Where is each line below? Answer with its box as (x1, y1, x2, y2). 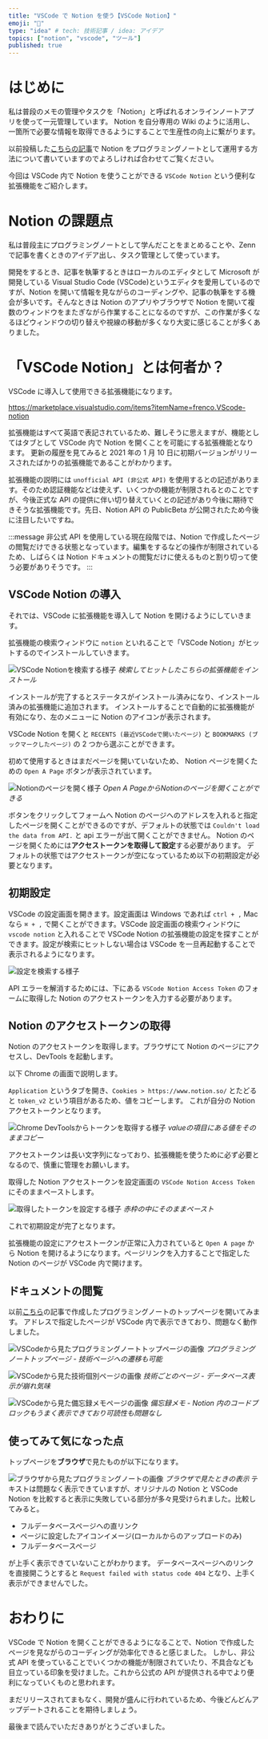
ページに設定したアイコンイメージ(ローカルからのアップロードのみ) (19, 1531, 242, 1541)
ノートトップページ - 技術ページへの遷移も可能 (8, 1354, 162, 1364)
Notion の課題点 (8, 212, 114, 230)
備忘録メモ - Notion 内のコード (150, 1398, 252, 1408)
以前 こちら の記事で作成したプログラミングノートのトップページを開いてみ (8, 1307, 254, 1317)
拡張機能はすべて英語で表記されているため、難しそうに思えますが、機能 (8, 427, 246, 437)
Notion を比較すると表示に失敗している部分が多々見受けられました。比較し (8, 1494, 257, 1503)
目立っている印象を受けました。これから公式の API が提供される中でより (8, 1667, 248, 1677)
